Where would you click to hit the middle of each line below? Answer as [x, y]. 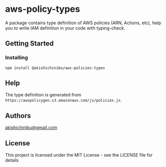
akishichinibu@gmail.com [31, 127]
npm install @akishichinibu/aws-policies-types [55, 68]
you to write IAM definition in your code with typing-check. [65, 28]
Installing [17, 58]
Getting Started [29, 44]
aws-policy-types [43, 9]
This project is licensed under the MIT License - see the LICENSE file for [79, 155]
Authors [18, 115]
